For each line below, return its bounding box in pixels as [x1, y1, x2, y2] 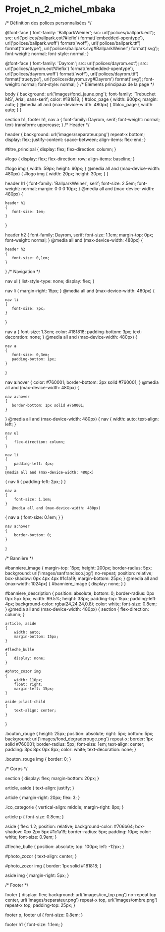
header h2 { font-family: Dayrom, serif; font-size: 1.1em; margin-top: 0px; [5, 232, 154, 238]
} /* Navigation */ [5, 268, 41, 274]
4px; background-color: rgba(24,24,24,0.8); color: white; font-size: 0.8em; [5, 601, 157, 607]
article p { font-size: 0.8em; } [5, 813, 64, 820]
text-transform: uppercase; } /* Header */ [5, 122, 90, 128]
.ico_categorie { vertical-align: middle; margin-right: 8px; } [5, 804, 124, 810]
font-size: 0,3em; [11, 352, 50, 357]
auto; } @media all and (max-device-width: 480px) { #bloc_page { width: [5, 101, 154, 107]
